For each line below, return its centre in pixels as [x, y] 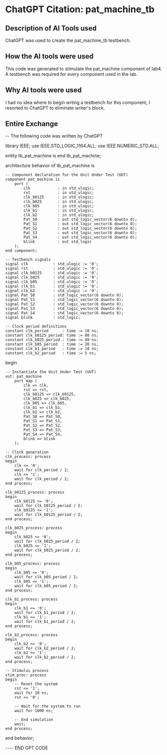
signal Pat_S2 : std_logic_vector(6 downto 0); [64, 304]
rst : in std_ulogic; [59, 193]
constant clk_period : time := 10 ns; [52, 331]
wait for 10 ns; [32, 693]
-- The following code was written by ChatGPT [54, 136]
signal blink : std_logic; [43, 318]
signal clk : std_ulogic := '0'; [52, 264]
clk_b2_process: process [31, 635]
